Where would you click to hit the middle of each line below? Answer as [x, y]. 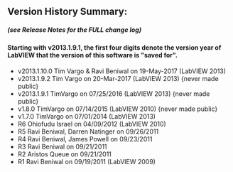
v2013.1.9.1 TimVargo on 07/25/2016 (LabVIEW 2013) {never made [114, 93]
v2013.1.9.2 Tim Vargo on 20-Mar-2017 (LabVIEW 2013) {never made [118, 78]
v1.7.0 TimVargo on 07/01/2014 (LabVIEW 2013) [87, 116]
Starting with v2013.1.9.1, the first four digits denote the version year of [114, 48]
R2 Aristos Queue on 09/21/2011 [65, 154]
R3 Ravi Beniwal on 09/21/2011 [63, 146]
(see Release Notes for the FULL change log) [75, 29]
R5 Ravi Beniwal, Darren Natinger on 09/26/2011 [88, 131]
